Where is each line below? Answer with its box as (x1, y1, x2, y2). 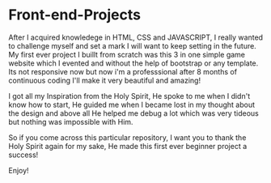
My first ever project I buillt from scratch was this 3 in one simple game (8, 49, 245, 59)
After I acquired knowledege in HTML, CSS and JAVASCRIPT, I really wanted (8, 32, 264, 42)
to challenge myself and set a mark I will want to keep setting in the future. (8, 40, 256, 50)
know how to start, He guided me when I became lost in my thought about (8, 100, 256, 109)
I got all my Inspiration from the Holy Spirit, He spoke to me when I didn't (8, 91, 251, 100)
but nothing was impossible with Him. (8, 117, 133, 126)
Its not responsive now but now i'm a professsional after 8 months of (8, 66, 237, 76)
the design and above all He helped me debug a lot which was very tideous (8, 108, 259, 118)
